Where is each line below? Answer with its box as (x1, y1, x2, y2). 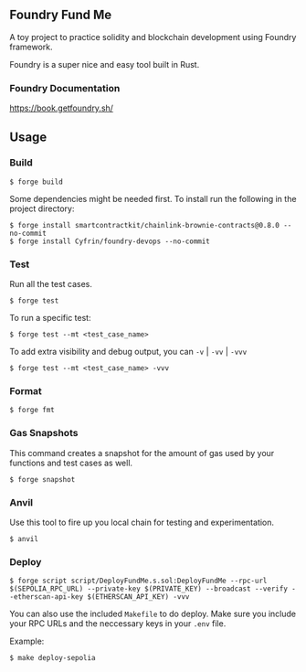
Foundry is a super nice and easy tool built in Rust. (9, 59, 200, 69)
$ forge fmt (9, 406, 55, 415)
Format (9, 385, 43, 398)
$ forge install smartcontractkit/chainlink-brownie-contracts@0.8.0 (9, 220, 280, 229)
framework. (9, 41, 53, 52)
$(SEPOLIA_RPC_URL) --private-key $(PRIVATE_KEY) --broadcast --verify (9, 584, 288, 593)
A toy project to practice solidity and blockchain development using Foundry (9, 31, 297, 42)
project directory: (9, 203, 75, 214)
